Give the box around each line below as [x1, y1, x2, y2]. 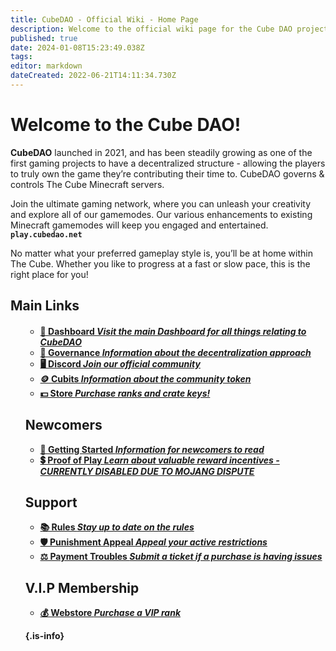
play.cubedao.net [10, 229, 83, 240]
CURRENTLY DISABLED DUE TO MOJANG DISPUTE [39, 465, 255, 477]
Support [24, 494, 78, 511]
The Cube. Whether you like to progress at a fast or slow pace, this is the [10, 257, 311, 270]
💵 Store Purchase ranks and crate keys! [39, 387, 211, 399]
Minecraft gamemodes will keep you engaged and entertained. [10, 219, 269, 231]
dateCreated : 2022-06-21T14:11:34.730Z [10, 71, 177, 81]
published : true [10, 33, 78, 43]
